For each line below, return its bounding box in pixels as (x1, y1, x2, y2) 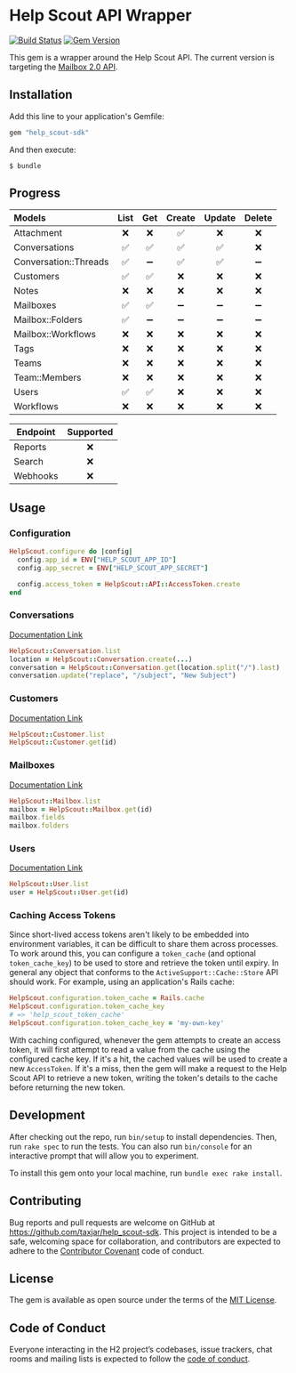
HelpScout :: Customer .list (9, 730, 105, 739)
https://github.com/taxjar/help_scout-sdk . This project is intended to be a (9, 1226, 277, 1237)
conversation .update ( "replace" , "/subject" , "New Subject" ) (9, 671, 237, 681)
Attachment (13, 227, 62, 239)
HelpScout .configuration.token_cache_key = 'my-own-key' (9, 1019, 225, 1028)
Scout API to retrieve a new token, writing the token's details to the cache (9, 1072, 278, 1083)
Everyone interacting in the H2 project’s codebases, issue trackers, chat (9, 1345, 273, 1355)
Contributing (9, 1193, 82, 1208)
